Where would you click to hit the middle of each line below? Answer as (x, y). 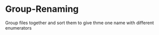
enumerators (18, 28)
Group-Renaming (42, 9)
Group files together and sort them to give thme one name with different (79, 23)
